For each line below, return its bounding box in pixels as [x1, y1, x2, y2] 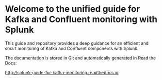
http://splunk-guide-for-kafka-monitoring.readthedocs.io [5, 69, 119, 75]
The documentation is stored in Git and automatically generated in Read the [5, 55, 156, 60]
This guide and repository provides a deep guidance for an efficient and [5, 40, 149, 46]
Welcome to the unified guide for [5, 3, 140, 15]
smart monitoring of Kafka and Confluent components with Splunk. [5, 45, 139, 51]
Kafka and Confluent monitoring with [5, 14, 158, 25]
